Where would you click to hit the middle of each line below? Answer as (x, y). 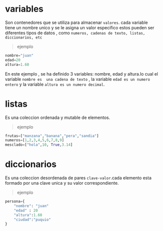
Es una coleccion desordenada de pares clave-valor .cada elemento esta (78, 178)
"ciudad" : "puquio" (32, 220)
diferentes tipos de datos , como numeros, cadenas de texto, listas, (75, 33)
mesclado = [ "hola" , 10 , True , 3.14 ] (39, 145)
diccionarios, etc (24, 38)
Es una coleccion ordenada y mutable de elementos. (58, 117)
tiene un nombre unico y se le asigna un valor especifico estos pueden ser (80, 27)
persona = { (15, 202)
